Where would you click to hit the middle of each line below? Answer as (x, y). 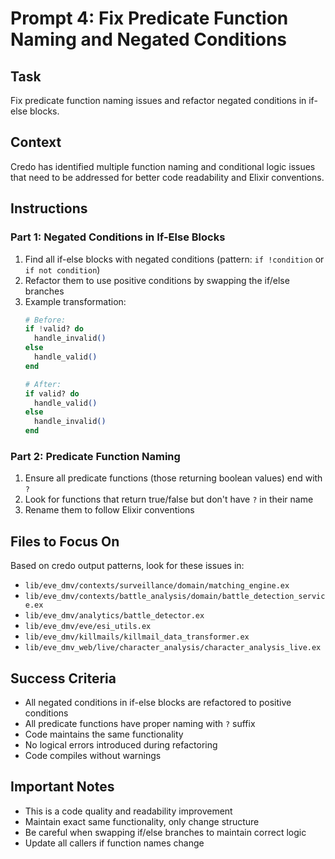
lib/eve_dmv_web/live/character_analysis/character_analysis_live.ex (173, 648)
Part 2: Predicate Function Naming (95, 456)
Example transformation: (75, 301)
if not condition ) (62, 269)
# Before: (45, 320)
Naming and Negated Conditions (149, 39)
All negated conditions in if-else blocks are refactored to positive (158, 702)
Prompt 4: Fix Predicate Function (149, 18)
